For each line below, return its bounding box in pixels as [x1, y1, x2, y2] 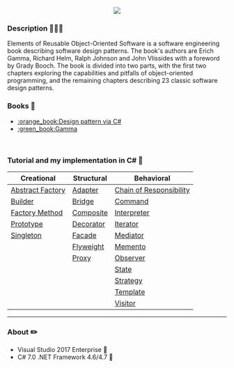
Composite [72, 208, 108, 217]
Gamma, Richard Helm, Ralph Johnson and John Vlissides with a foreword [7, 54, 220, 63]
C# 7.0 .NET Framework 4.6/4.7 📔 [17, 353, 114, 362]
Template [114, 286, 146, 296]
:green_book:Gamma [17, 124, 78, 132]
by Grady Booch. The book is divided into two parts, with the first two [7, 61, 207, 70]
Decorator [72, 219, 106, 229]
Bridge [72, 196, 94, 206]
